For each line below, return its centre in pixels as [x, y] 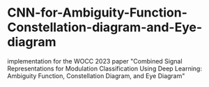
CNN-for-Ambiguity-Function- [98, 13]
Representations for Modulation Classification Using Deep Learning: [104, 68]
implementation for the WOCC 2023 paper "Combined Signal [95, 61]
